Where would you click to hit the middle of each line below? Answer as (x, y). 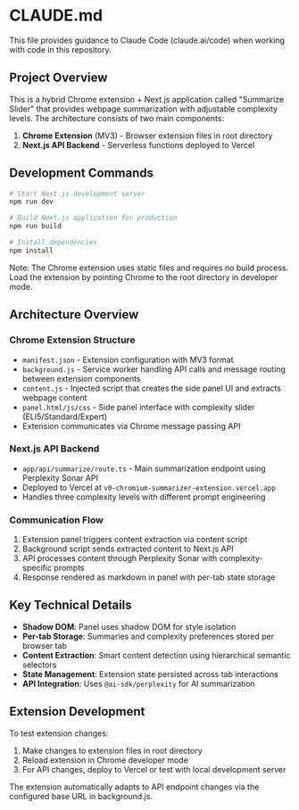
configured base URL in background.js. (81, 796)
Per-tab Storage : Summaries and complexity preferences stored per (148, 636)
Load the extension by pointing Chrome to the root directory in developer (144, 277)
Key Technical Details (71, 605)
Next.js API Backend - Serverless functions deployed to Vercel (138, 145)
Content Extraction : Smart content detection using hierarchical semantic (156, 655)
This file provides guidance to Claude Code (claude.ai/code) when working (147, 40)
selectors (39, 665)
